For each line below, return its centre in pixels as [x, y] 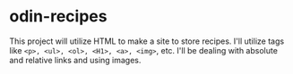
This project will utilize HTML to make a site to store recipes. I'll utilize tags [147, 41]
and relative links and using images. [75, 60]
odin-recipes [58, 16]
